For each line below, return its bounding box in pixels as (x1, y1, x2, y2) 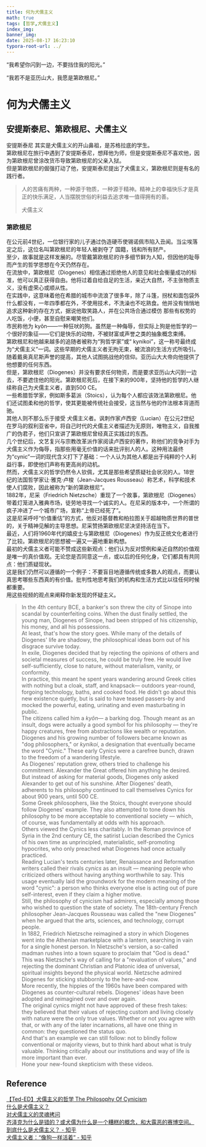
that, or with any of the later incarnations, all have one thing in (21, 1021, 178, 1029)
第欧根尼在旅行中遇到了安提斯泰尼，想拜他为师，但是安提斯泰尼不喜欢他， (6, 149, 194, 157)
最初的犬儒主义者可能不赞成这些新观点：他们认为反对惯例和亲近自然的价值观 (6, 545, 200, 553)
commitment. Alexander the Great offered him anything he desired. (21, 767, 191, 774)
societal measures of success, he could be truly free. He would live (21, 656, 192, 664)
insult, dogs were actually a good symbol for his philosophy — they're (21, 721, 198, 729)
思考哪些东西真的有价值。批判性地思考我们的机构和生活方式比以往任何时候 (11, 576, 200, 584)
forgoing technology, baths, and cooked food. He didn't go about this (21, 689, 196, 696)
